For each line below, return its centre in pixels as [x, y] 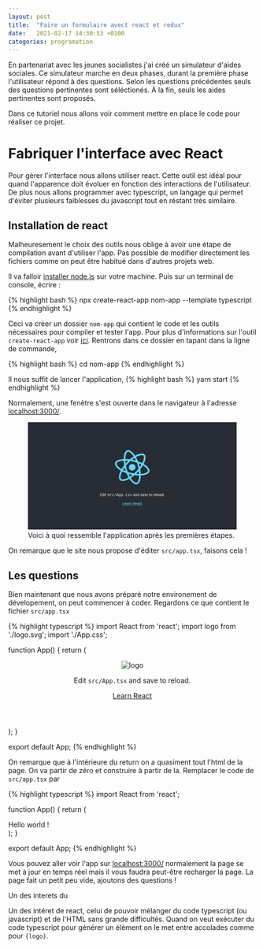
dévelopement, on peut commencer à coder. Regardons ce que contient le [129, 603]
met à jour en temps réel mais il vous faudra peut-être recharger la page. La [131, 872]
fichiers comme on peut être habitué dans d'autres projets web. [111, 261]
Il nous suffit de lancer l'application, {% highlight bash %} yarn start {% [124, 379]
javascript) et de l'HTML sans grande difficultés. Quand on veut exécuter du [131, 919]
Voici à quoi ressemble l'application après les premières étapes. [131, 535]
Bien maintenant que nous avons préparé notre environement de [113, 594]
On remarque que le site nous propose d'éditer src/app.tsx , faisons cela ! [128, 550]
